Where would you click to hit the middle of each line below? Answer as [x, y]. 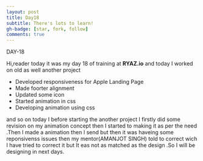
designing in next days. [36, 152]
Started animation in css [45, 101]
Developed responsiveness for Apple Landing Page [79, 82]
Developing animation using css [55, 108]
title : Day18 [23, 18]
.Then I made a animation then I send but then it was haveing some [90, 132]
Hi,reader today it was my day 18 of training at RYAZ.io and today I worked [100, 64]
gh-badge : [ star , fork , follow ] [47, 29]
